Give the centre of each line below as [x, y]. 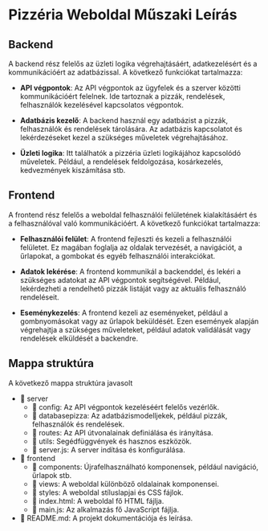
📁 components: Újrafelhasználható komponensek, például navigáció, [145, 467]
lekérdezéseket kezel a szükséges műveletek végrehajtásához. [124, 137]
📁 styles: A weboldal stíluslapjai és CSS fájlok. [108, 492]
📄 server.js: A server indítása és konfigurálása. [109, 449]
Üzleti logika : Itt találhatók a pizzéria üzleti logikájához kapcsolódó [130, 153]
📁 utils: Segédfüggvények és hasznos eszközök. [112, 441]
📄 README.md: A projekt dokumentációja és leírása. [106, 518]
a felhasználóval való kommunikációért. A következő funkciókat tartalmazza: [134, 223]
